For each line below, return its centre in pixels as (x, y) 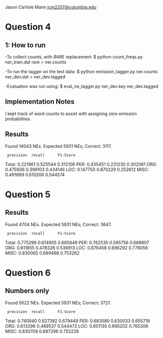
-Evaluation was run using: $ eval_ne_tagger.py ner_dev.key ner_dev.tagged (81, 86)
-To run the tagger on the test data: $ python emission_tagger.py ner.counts (81, 71)
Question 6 (28, 273)
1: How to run (25, 45)
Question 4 (28, 27)
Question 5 (28, 194)
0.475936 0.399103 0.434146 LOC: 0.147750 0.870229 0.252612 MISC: (77, 169)
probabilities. (18, 119)
